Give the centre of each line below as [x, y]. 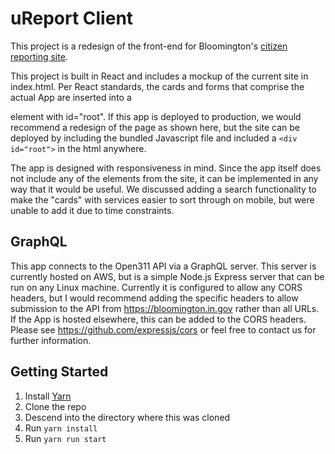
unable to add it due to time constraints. [92, 210]
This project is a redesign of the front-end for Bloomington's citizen [149, 46]
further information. [51, 340]
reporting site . [39, 56]
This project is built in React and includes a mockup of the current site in [159, 76]
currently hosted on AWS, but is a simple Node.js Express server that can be [167, 276]
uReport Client [72, 18]
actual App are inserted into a [71, 97]
